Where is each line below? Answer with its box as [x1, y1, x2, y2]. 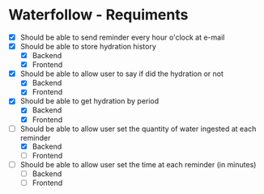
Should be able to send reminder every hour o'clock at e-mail [19, 32, 225, 42]
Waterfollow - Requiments [8, 6, 189, 24]
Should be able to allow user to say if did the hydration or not [19, 69, 224, 78]
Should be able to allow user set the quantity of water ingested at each [19, 124, 257, 133]
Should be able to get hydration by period [19, 96, 160, 106]
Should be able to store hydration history [19, 42, 156, 51]
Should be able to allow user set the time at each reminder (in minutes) [19, 159, 257, 169]
